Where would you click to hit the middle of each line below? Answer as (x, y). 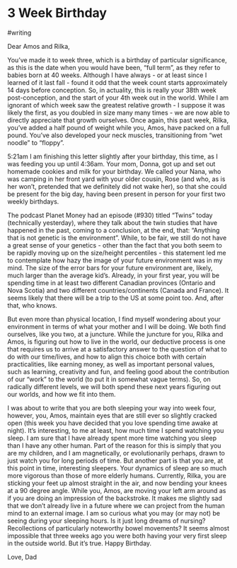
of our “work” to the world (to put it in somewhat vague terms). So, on (109, 379)
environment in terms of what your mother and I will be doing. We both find (117, 326)
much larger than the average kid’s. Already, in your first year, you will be (114, 275)
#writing (19, 33)
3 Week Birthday (57, 13)
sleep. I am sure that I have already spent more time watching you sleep (112, 438)
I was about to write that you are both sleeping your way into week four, (112, 407)
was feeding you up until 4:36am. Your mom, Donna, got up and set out (111, 163)
